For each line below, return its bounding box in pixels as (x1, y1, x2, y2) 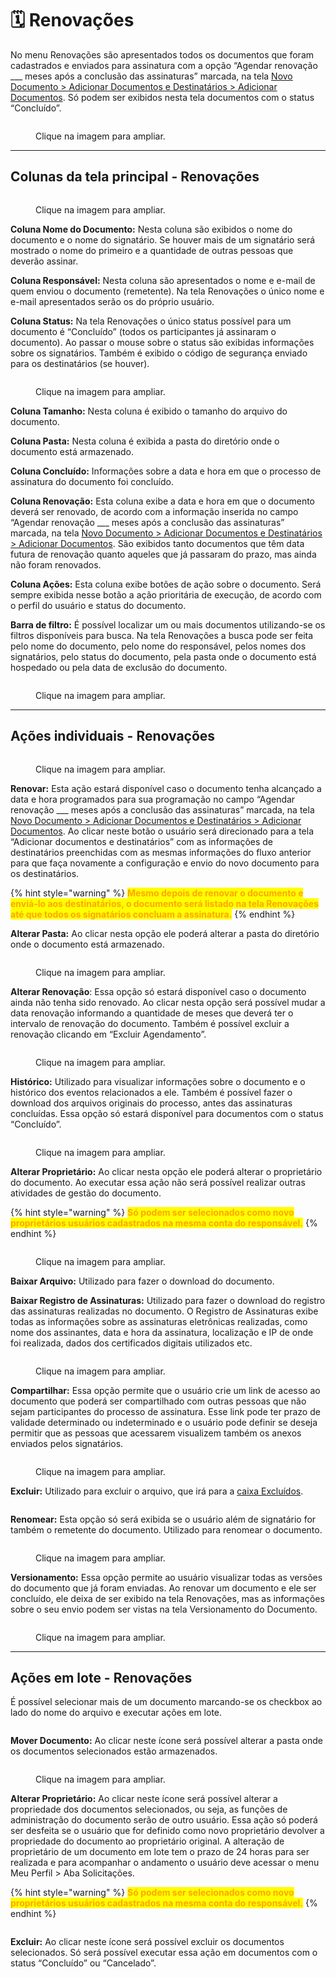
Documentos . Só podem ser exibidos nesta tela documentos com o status (10, 91, 315, 103)
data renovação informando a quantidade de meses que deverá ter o (10, 1007, 294, 1019)
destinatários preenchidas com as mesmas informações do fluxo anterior (10, 846, 312, 858)
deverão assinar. (10, 255, 79, 267)
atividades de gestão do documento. (10, 1187, 162, 1199)
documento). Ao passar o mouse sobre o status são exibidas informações (10, 336, 315, 348)
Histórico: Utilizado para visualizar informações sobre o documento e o (10, 1075, 306, 1087)
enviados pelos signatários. (10, 1437, 124, 1449)
